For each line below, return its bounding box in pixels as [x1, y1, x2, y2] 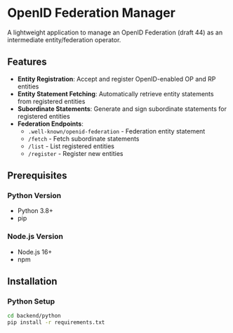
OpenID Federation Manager [7, 5, 175, 21]
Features [7, 56, 47, 68]
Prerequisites [7, 170, 67, 182]
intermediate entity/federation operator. [7, 35, 121, 44]
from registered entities [17, 97, 86, 105]
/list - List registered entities [27, 142, 114, 150]
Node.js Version [7, 232, 63, 242]
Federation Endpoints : [17, 119, 84, 128]
